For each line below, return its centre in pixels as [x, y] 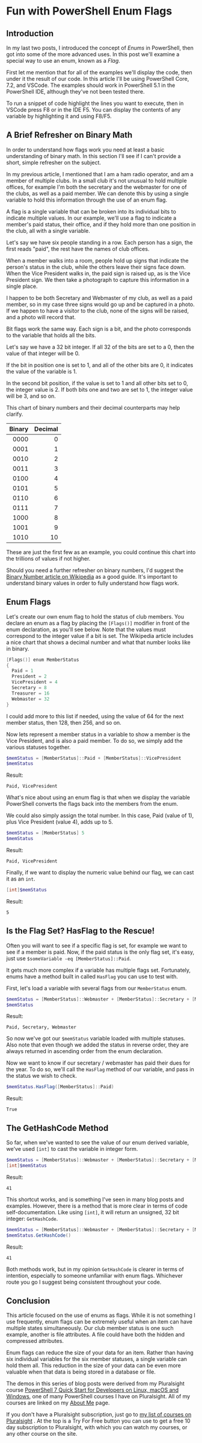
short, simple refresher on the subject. [54, 162]
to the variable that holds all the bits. [51, 335]
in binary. [18, 648]
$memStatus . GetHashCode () [38, 1235]
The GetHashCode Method [57, 1128]
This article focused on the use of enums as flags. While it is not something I [101, 1315]
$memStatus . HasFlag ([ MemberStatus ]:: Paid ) [60, 1087]
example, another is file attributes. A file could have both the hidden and [96, 1334]
